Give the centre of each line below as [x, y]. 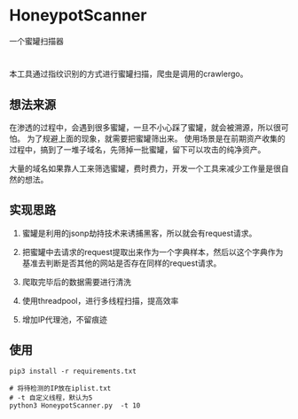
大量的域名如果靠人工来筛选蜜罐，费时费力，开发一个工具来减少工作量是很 [145, 168]
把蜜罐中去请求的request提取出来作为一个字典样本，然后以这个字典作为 [153, 252]
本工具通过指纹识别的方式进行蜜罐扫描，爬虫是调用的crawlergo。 [129, 74]
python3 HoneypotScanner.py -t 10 [75, 405]
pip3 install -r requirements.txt [73, 371]
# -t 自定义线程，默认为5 [51, 398]
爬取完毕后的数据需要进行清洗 [76, 282]
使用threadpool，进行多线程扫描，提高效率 [100, 300]
